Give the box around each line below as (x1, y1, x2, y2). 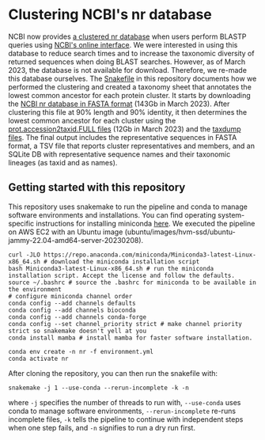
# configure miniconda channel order (8, 292, 133, 300)
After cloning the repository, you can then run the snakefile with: (8, 368, 218, 377)
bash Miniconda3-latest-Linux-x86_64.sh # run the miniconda (8, 264, 214, 272)
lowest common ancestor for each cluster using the (8, 116, 176, 125)
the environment (8, 285, 62, 294)
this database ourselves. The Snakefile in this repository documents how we (8, 74, 257, 83)
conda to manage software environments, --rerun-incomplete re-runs (8, 406, 236, 415)
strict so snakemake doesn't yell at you (8, 327, 147, 335)
